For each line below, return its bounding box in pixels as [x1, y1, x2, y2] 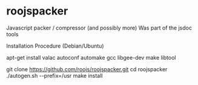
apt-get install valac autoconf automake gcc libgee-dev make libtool [6, 54, 176, 61]
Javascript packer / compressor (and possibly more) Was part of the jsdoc [6, 24, 193, 31]
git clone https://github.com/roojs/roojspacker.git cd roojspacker [6, 65, 168, 73]
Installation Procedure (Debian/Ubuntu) [6, 42, 104, 49]
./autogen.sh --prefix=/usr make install [6, 72, 103, 79]
